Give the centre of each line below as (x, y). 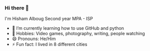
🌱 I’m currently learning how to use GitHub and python (68, 28)
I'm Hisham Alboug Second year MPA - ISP (49, 19)
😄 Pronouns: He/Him (34, 39)
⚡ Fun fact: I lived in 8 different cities (49, 45)
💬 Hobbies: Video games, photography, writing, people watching (78, 34)
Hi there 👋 (17, 8)
